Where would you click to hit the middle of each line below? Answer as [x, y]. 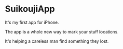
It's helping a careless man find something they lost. [57, 41]
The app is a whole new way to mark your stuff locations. [62, 32]
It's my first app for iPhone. [32, 22]
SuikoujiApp [30, 9]
